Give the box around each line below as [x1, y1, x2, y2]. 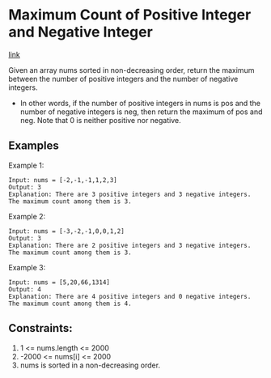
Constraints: [8, 321, 73, 335]
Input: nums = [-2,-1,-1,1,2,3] [8, 176, 117, 184]
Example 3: [8, 262, 46, 272]
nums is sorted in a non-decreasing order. [19, 360, 160, 370]
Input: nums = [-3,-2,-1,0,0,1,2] [8, 227, 125, 236]
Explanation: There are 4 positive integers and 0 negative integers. [8, 292, 252, 300]
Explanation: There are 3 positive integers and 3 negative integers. [8, 190, 252, 198]
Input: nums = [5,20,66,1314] [8, 278, 111, 287]
